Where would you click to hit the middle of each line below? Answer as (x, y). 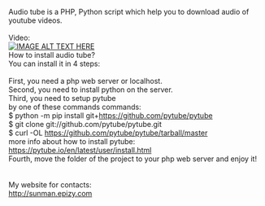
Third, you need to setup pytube (62, 98)
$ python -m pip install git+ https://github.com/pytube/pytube (111, 116)
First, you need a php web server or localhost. (85, 81)
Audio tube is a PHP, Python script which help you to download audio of (129, 12)
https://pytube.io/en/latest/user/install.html (80, 150)
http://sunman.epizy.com (50, 193)
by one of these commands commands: (75, 107)
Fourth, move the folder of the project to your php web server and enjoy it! (133, 159)
